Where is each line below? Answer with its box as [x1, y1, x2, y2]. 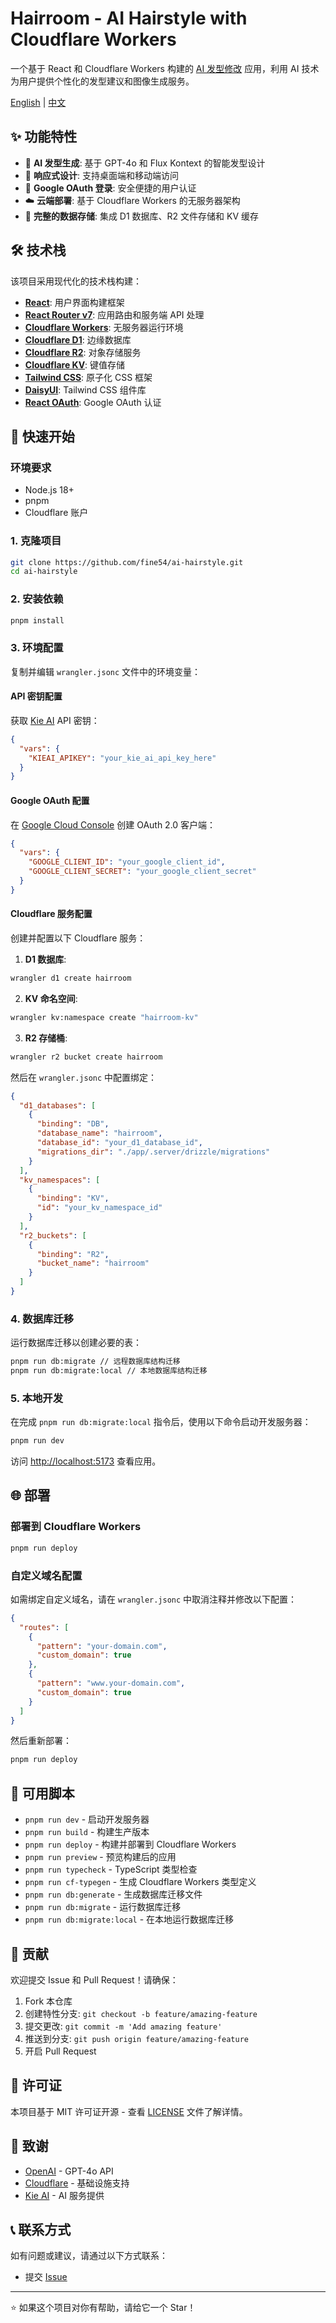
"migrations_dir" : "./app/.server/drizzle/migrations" [36, 1147, 271, 1157]
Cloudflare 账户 [24, 507, 89, 519]
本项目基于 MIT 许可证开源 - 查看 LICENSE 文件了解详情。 [10, 2105, 248, 2117]
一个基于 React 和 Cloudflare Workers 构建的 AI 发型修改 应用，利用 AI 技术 [10, 62, 320, 74]
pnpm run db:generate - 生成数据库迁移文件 [24, 1888, 203, 1901]
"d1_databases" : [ [19, 1100, 97, 1111]
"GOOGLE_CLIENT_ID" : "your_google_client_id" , [28, 857, 226, 867]
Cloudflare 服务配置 [10, 908, 93, 920]
